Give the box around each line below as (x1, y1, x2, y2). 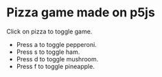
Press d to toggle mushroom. (16, 55, 99, 63)
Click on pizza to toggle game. (6, 27, 93, 35)
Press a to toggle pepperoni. (16, 40, 97, 48)
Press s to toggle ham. (16, 48, 80, 56)
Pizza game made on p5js (6, 5, 155, 20)
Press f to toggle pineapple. (16, 62, 95, 70)
